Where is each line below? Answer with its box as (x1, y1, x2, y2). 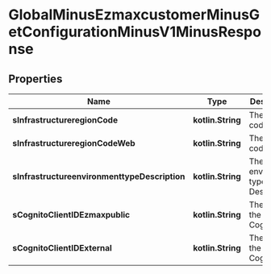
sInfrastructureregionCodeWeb (12, 138, 135, 148)
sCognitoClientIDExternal (12, 243, 113, 253)
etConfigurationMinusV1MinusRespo (8, 23, 262, 41)
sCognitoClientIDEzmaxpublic (12, 210, 131, 220)
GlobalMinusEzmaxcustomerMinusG (8, 6, 261, 24)
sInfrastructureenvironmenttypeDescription (12, 171, 186, 182)
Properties (8, 72, 63, 85)
